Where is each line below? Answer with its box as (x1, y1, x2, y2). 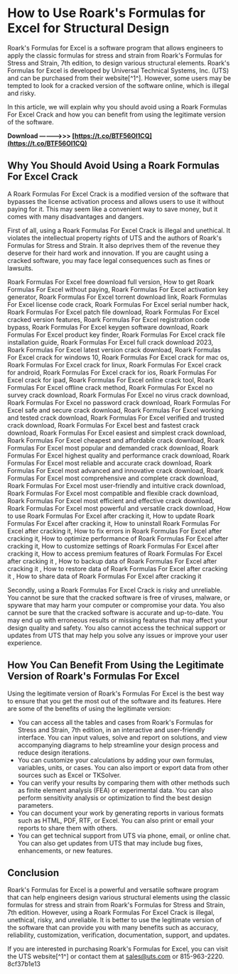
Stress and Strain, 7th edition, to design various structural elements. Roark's (7, 58, 230, 67)
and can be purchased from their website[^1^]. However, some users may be (7, 73, 232, 82)
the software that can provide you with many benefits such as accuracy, (7, 924, 219, 932)
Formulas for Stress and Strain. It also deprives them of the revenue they (7, 241, 220, 249)
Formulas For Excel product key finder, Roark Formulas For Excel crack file (7, 330, 226, 339)
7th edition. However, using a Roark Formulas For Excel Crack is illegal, (7, 908, 215, 917)
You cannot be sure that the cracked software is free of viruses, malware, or (7, 593, 231, 602)
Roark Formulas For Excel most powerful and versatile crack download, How (7, 504, 231, 512)
